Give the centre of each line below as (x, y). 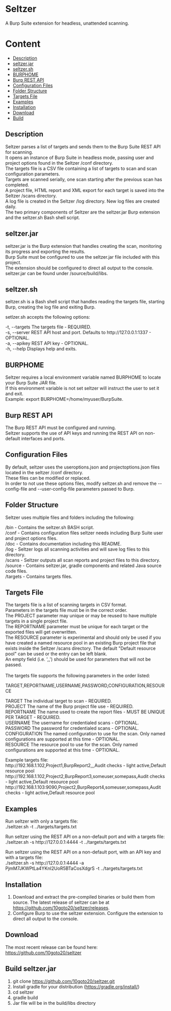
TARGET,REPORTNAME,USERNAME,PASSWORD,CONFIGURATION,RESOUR (85, 686)
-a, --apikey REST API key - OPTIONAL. (47, 343)
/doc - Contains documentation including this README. (63, 543)
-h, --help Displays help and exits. (41, 349)
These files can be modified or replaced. (48, 478)
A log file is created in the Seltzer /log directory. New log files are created (82, 201)
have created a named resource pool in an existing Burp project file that (81, 643)
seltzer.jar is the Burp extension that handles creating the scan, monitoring (83, 246)
